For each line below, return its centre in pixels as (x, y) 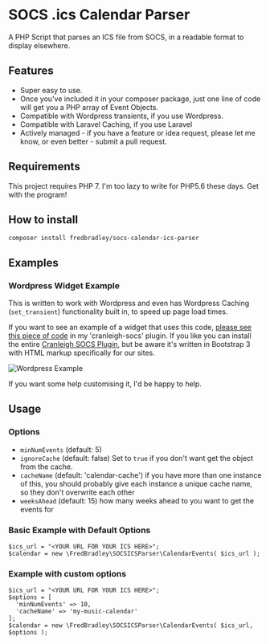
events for (37, 509)
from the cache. (47, 467)
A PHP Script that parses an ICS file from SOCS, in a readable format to (126, 37)
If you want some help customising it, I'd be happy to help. (105, 384)
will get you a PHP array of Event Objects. (89, 107)
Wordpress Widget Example (64, 285)
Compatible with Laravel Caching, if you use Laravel (106, 124)
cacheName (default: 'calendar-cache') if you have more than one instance (141, 475)
